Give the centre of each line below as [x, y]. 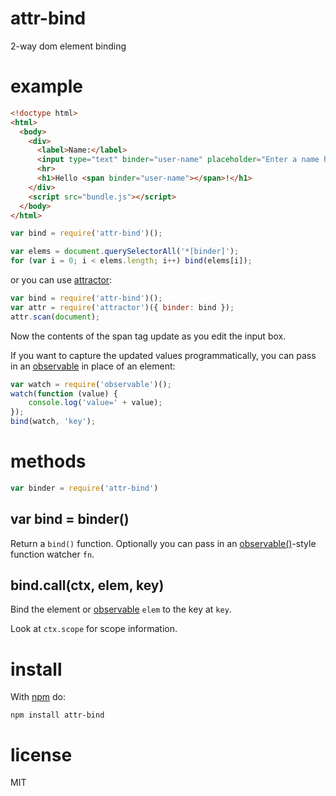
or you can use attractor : [61, 280]
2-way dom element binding [68, 46]
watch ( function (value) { [64, 393]
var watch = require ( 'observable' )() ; [91, 384]
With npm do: [38, 697]
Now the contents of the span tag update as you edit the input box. [148, 336]
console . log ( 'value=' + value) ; [95, 403]
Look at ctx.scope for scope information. [94, 629]
